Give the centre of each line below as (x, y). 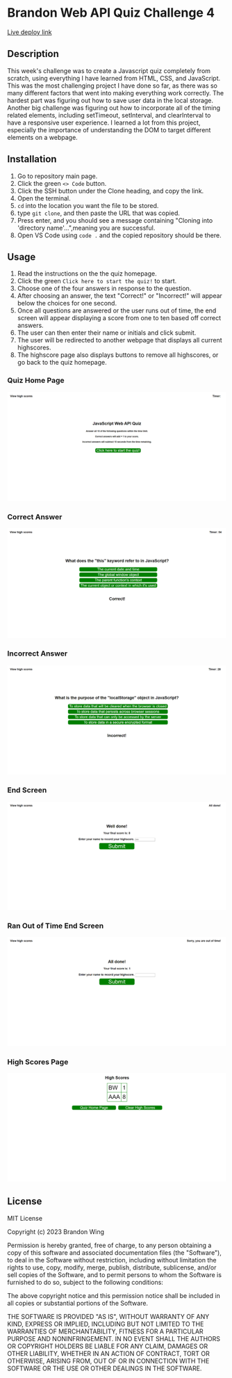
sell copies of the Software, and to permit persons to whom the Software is (115, 1274)
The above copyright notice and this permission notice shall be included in (114, 1295)
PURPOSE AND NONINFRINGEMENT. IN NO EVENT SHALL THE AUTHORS (114, 1338)
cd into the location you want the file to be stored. (88, 205)
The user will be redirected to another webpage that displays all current (119, 340)
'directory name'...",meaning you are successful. (86, 228)
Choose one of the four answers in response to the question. (104, 288)
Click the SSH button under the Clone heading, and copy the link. (110, 191)
